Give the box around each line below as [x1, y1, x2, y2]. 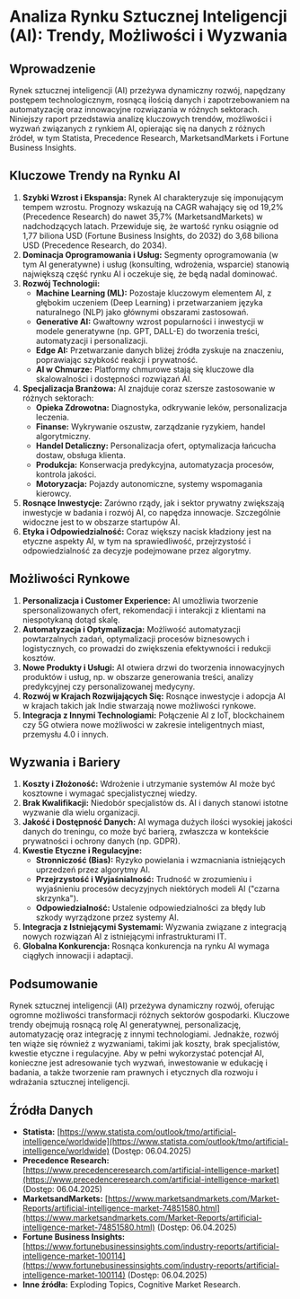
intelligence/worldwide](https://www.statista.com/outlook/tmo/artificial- [22, 1136, 289, 1147]
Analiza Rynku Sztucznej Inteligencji [9, 6, 287, 27]
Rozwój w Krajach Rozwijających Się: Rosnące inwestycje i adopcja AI [22, 690, 286, 702]
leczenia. [35, 411, 70, 422]
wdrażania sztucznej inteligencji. [9, 1076, 130, 1088]
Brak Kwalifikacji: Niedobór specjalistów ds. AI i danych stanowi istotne [22, 798, 289, 809]
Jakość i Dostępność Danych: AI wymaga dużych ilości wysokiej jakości [22, 817, 293, 827]
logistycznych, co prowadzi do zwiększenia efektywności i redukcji [22, 642, 271, 653]
